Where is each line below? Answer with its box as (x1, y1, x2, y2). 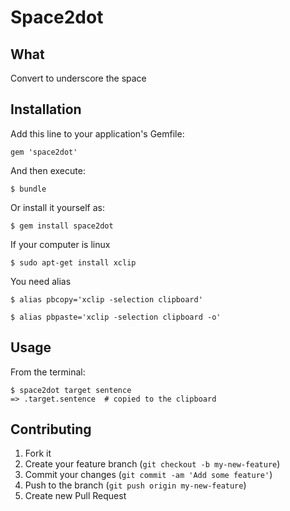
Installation (10, 101, 82, 118)
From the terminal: (10, 366, 86, 378)
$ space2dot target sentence (10, 385, 132, 395)
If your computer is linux (10, 238, 111, 250)
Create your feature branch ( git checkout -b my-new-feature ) (24, 458, 281, 470)
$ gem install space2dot (10, 221, 114, 231)
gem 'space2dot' (10, 147, 78, 157)
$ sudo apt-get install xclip (10, 257, 137, 268)
